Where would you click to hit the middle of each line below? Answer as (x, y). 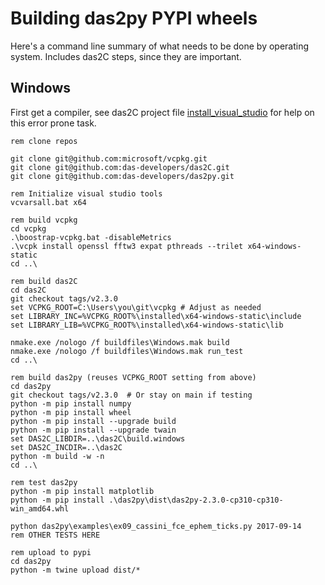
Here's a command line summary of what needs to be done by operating (160, 46)
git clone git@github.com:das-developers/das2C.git (120, 167)
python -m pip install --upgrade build (93, 421)
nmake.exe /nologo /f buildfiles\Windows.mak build (120, 342)
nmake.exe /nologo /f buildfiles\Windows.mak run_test (127, 351)
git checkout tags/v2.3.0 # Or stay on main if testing (131, 395)
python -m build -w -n (57, 456)
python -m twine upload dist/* (75, 570)
